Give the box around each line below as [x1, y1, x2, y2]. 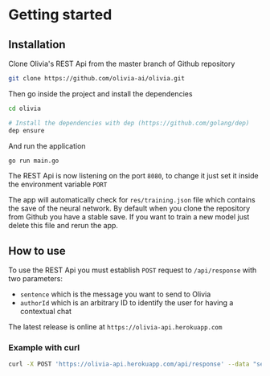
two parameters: [8, 274, 63, 284]
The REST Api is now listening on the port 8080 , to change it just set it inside [8, 171, 259, 181]
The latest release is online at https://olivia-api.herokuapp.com [8, 322, 223, 332]
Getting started [8, 6, 112, 24]
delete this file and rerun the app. [8, 221, 119, 231]
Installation [8, 38, 66, 51]
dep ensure [8, 126, 45, 134]
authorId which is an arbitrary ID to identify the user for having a [19, 298, 234, 308]
